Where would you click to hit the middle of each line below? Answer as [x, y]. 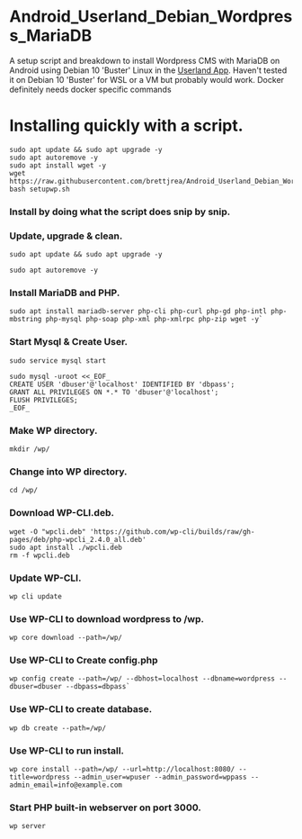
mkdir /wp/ [30, 449]
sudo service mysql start [58, 361]
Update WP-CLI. [45, 578]
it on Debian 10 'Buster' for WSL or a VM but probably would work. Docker [147, 79]
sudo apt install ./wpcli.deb [66, 547]
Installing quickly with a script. [127, 126]
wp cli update [36, 596]
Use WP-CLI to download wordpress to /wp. [107, 618]
